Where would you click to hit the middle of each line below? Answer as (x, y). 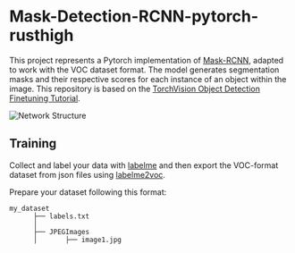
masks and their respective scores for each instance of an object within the (148, 79)
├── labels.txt (61, 216)
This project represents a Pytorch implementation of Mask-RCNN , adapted (147, 60)
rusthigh (42, 35)
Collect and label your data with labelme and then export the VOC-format (144, 165)
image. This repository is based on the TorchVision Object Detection (135, 89)
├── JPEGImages (61, 232)
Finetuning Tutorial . (45, 98)
